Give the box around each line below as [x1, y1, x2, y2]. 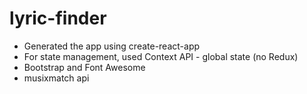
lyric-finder [9, 7, 107, 30]
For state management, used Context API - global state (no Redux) [23, 50, 299, 62]
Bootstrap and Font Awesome [23, 61, 146, 73]
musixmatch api [23, 72, 90, 84]
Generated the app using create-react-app [23, 40, 201, 52]
